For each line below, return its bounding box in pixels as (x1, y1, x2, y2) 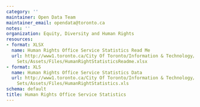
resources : (6, 36, 33, 42)
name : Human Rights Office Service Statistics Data (11, 70, 143, 75)
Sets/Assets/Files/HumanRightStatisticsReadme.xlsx (17, 58, 148, 64)
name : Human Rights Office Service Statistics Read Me (11, 48, 151, 53)
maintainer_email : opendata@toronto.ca (6, 20, 105, 26)
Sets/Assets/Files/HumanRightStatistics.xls (17, 81, 129, 87)
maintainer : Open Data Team (6, 14, 76, 20)
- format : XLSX (6, 42, 44, 48)
